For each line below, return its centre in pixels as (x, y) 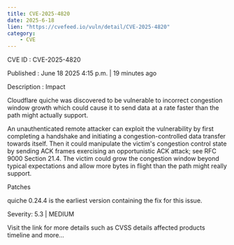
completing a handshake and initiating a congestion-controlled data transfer (116, 136)
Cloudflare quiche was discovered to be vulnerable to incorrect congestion (115, 100)
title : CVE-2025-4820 (39, 14)
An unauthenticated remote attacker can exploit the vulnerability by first (111, 129)
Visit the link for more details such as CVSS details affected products (106, 227)
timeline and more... (36, 235)
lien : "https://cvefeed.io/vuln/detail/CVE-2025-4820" (89, 27)
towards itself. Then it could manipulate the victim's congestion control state (117, 143)
